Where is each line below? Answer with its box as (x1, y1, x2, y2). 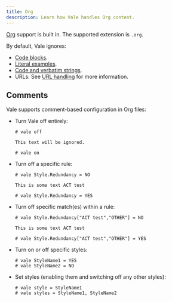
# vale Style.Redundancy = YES (14, 193, 93, 199)
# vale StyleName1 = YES (14, 258, 77, 264)
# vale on (14, 150, 40, 156)
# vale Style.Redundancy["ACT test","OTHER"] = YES (14, 236, 146, 242)
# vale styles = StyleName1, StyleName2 (14, 290, 117, 296)
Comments (6, 90, 48, 100)
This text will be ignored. (14, 140, 85, 146)
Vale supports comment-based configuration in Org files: (6, 106, 146, 113)
